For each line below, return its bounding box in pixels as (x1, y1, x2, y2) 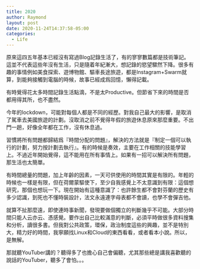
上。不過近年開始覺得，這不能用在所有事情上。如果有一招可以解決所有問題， (6, 151, 194, 158)
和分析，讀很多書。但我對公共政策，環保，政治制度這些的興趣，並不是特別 (6, 221, 189, 228)
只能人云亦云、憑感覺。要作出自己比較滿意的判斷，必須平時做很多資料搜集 (11, 214, 194, 221)
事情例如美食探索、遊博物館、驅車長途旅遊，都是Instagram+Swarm (16, 69, 182, 75)
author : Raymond (6, 14, 46, 20)
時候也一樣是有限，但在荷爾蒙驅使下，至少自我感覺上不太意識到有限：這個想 (6, 179, 194, 185)
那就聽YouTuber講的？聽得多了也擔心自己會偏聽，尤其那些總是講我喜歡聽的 (6, 249, 192, 256)
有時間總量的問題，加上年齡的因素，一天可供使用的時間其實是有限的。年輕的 (6, 171, 194, 178)
